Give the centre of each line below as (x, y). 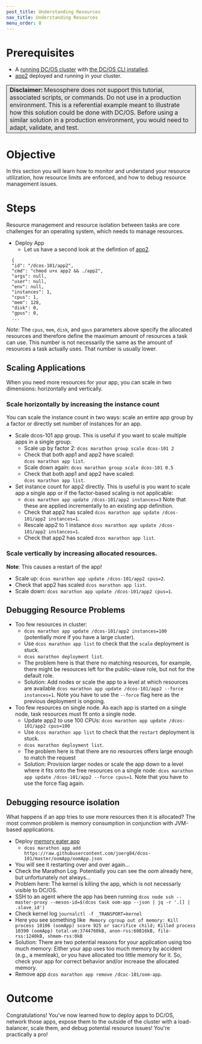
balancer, (18, 1028)
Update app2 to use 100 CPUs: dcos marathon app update (95, 720)
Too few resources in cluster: (51, 625)
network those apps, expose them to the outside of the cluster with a (92, 1022)
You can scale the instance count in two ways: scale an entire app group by (100, 417)
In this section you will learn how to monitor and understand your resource (98, 171)
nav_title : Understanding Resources (52, 17)
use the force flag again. (54, 783)
